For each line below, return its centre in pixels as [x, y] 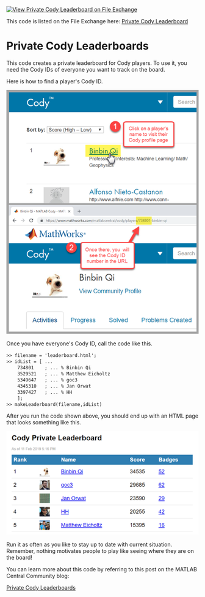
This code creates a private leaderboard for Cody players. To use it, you [97, 63]
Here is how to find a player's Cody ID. [55, 81]
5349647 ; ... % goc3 [48, 380]
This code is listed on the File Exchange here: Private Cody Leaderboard [97, 21]
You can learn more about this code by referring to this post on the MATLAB [102, 569]
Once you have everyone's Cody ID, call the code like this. [79, 344]
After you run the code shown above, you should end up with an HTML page [103, 416]
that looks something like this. [44, 422]
